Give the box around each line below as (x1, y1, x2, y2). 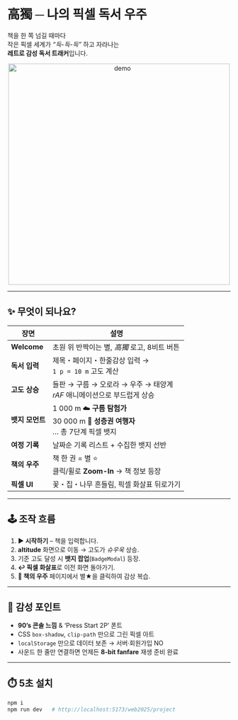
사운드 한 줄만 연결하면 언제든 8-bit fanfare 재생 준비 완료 (17, 648, 179, 656)
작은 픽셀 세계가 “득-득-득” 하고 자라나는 (7, 40, 120, 48)
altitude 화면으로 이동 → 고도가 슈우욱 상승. (17, 545, 140, 554)
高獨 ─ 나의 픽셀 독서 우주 (7, 6, 147, 23)
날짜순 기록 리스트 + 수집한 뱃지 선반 (52, 440, 166, 450)
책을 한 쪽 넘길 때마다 (7, 31, 66, 40)
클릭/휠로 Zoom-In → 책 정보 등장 (52, 466, 161, 476)
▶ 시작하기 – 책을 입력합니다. (17, 536, 98, 545)
